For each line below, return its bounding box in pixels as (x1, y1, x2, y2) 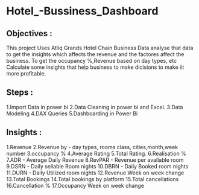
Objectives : (6, 28, 52, 39)
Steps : (6, 88, 33, 98)
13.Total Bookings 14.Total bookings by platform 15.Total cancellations (6, 175, 179, 182)
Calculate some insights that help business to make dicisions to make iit (6, 63, 185, 71)
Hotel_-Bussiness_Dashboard (6, 4, 159, 18)
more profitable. (6, 70, 46, 77)
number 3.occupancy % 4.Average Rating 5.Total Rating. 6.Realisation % (6, 150, 187, 157)
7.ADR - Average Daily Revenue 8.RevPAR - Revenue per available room (6, 156, 184, 164)
